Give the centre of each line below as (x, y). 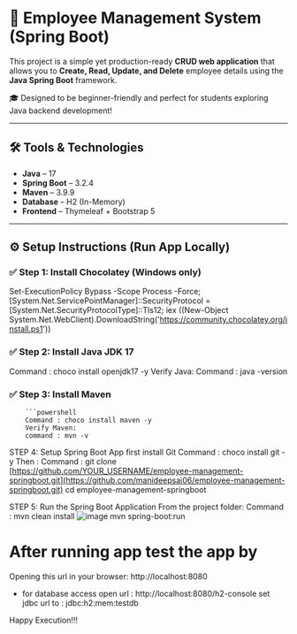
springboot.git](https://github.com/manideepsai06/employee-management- (147, 480)
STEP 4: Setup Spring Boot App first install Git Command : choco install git (145, 452)
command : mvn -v (57, 436)
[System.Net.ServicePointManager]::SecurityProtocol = (110, 301)
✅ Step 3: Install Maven (61, 394)
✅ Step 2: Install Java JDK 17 (72, 352)
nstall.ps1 (26, 329)
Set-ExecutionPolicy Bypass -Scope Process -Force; (105, 292)
